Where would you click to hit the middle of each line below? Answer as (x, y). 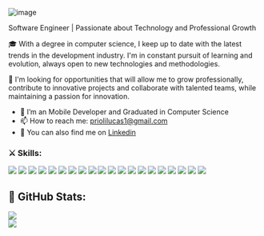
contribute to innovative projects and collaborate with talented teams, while (132, 88)
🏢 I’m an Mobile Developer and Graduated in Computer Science (124, 112)
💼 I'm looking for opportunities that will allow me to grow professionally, (126, 79)
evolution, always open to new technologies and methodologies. (114, 64)
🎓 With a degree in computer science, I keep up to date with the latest (125, 44)
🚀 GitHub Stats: (47, 196)
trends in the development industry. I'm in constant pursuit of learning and (131, 55)
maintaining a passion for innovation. (69, 96)
